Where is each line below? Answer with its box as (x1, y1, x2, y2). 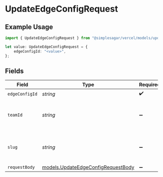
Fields (5, 67, 24, 75)
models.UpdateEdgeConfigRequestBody (42, 164, 134, 171)
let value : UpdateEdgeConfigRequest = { (5, 44, 88, 49)
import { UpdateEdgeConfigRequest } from (5, 35, 90, 40)
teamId (7, 112, 23, 118)
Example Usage (5, 23, 53, 31)
